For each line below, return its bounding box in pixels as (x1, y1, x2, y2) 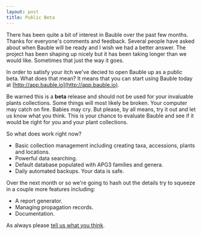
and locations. (14, 148, 50, 155)
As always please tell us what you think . (6, 221, 105, 229)
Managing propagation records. (14, 203, 94, 211)
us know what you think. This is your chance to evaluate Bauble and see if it (6, 112, 194, 119)
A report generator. (14, 197, 63, 204)
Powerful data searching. (14, 154, 78, 161)
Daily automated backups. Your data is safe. (14, 167, 124, 175)
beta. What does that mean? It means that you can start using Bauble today (6, 75, 193, 82)
